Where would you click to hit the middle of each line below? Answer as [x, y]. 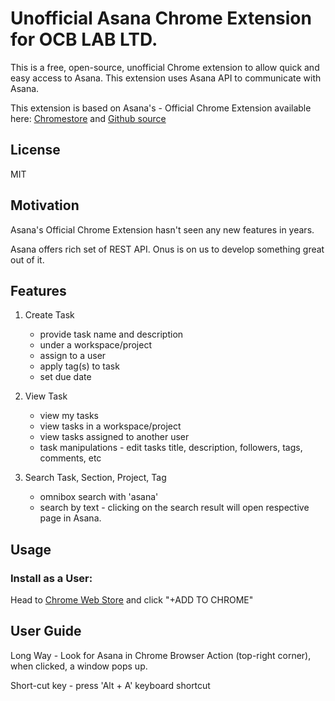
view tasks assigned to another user [114, 437]
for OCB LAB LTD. [84, 39]
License [35, 150]
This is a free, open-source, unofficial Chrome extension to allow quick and [165, 67]
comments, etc [70, 458]
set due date [65, 377]
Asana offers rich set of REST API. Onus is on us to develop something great [167, 249]
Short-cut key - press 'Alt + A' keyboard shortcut [110, 685]
